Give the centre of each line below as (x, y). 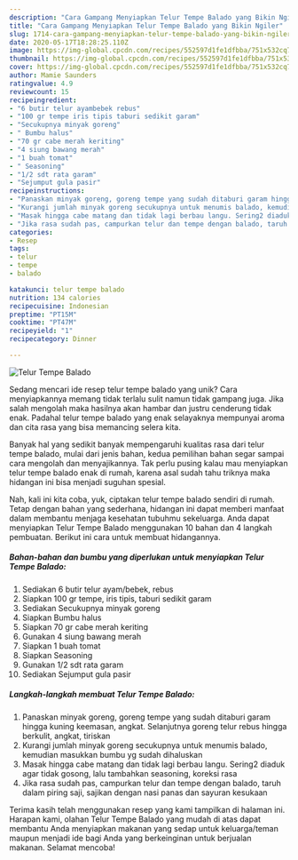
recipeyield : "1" (41, 331)
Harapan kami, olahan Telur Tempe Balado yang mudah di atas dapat (135, 819)
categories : (31, 232)
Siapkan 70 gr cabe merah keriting (85, 626)
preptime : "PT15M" (43, 315)
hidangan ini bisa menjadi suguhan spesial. (88, 482)
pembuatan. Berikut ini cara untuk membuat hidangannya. (115, 537)
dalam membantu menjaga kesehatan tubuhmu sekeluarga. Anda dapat (139, 518)
